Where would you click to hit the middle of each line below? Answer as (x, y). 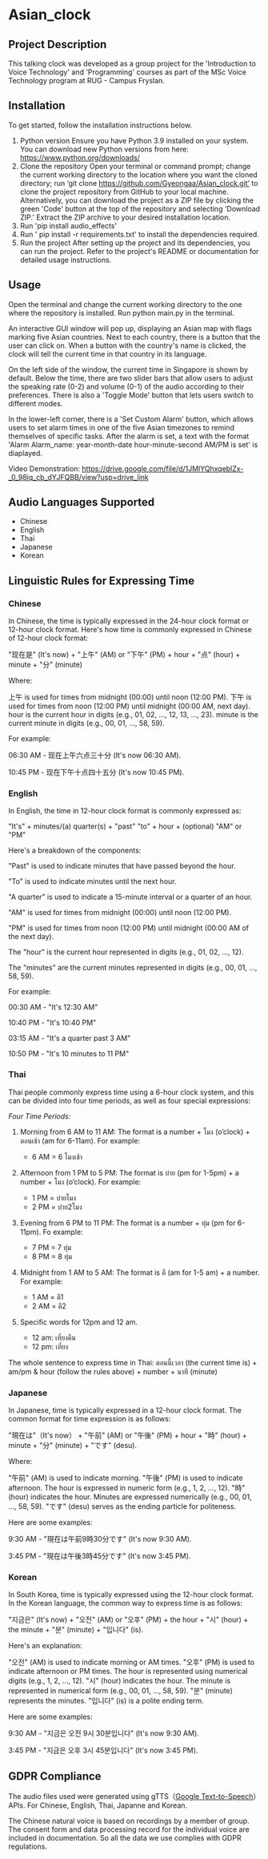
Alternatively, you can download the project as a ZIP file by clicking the (137, 200)
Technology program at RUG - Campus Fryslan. (87, 81)
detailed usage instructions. (66, 260)
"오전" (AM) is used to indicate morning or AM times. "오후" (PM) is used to (131, 1662)
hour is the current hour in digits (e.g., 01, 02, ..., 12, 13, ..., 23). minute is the (133, 715)
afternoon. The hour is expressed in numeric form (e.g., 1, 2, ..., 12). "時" (127, 1488)
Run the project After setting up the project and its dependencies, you (135, 243)
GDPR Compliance (55, 1776)
